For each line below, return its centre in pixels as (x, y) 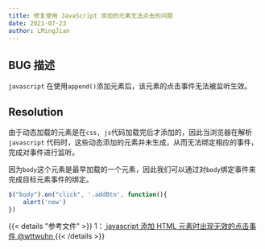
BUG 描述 (31, 65)
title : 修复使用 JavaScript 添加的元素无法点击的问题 (91, 16)
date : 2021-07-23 (37, 23)
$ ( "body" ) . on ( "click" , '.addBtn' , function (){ (88, 194)
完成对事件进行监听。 (43, 152)
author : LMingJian (39, 31)
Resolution (36, 112)
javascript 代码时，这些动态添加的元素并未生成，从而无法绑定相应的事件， (133, 142)
